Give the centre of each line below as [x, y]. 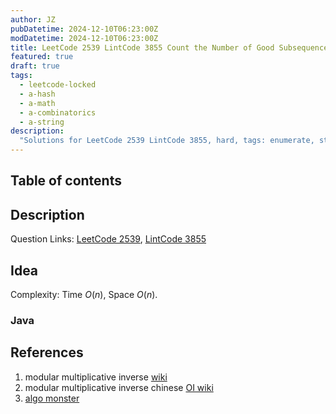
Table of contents [66, 181]
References [47, 352]
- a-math [37, 103]
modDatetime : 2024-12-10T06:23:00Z [84, 38]
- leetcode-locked [58, 85]
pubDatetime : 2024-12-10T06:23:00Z [84, 29]
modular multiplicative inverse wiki [96, 377]
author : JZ [33, 19]
